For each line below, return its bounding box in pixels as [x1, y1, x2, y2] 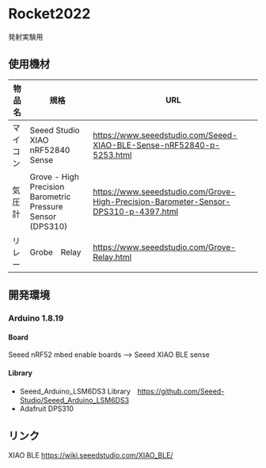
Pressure [29, 201, 63, 212]
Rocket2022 [8, 5, 91, 23]
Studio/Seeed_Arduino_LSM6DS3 [19, 396, 129, 405]
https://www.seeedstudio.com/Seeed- [93, 129, 237, 140]
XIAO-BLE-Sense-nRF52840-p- [93, 140, 220, 151]
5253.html [93, 149, 132, 160]
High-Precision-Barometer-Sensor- [93, 196, 231, 207]
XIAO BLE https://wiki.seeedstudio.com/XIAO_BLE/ [8, 451, 173, 460]
